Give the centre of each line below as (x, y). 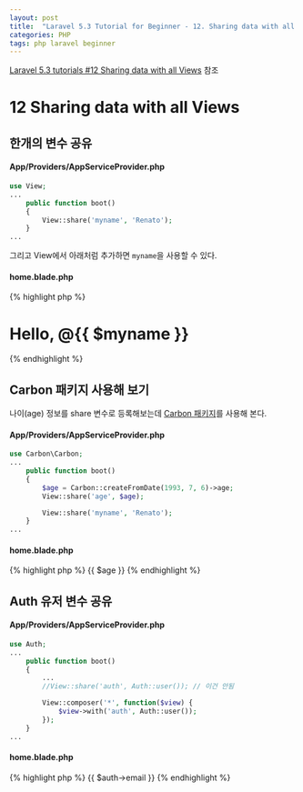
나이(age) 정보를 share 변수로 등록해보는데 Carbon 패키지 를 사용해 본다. (138, 414)
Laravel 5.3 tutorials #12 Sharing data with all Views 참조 (114, 70)
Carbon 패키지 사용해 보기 (80, 390)
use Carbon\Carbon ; (46, 454)
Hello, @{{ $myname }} (99, 334)
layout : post (34, 18)
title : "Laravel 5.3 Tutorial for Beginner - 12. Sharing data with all (152, 26)
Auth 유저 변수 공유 (61, 601)
